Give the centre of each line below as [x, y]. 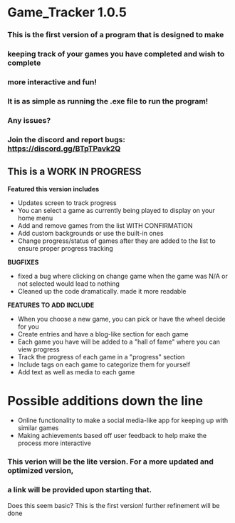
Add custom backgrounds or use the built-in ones [90, 233]
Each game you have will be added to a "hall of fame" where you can [119, 342]
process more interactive [54, 443]
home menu [35, 218]
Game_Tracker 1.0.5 [67, 13]
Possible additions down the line [105, 400]
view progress [38, 349]
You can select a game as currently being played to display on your [116, 210]
